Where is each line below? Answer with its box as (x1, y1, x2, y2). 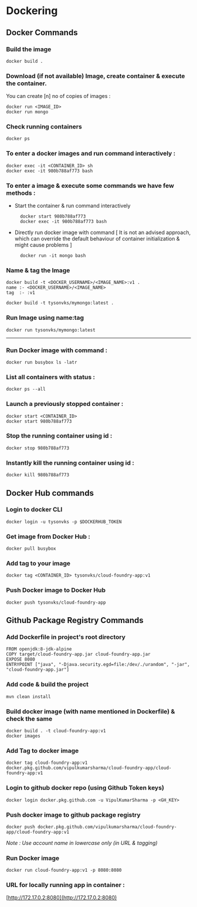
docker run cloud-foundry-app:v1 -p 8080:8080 (6, 867, 122, 874)
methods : (6, 189, 36, 197)
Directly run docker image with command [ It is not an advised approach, (14, 229, 191, 236)
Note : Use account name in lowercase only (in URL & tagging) (6, 839, 158, 846)
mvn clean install (6, 693, 51, 699)
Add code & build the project (6, 681, 89, 689)
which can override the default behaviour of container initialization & (14, 235, 180, 242)
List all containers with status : (6, 373, 96, 381)
